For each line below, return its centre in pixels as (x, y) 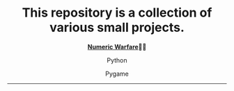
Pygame (117, 74)
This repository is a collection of (117, 13)
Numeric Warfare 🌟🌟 (117, 47)
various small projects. (117, 27)
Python (117, 60)
